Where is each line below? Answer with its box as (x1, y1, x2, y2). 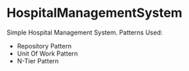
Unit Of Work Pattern (16, 49, 79, 58)
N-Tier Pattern (16, 56, 59, 65)
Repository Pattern (16, 41, 72, 50)
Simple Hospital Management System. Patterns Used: (6, 28, 164, 37)
